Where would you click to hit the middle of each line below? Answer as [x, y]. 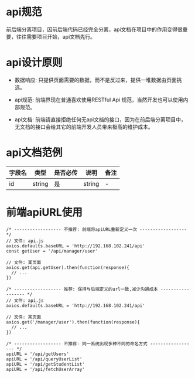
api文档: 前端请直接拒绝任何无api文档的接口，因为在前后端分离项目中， [100, 119]
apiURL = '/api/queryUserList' [44, 359]
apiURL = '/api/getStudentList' [45, 364]
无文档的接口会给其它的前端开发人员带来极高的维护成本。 [84, 127]
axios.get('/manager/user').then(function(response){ [73, 322]
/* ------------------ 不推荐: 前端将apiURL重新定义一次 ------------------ [97, 229]
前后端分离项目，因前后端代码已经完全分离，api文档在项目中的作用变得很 [94, 29]
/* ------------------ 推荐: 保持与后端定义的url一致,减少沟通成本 [82, 289]
